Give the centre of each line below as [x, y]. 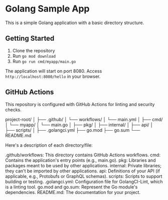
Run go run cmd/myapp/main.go [44, 61]
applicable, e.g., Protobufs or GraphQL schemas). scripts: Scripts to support [84, 176]
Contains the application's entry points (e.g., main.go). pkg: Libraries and [80, 160]
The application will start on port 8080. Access [54, 71]
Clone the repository [34, 50]
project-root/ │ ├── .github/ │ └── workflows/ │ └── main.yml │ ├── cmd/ [84, 119]
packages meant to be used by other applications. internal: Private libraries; [83, 165]
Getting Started [30, 38]
